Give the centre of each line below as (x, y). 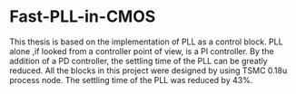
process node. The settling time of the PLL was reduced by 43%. (131, 80)
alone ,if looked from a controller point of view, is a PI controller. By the (142, 51)
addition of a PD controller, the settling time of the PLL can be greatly (138, 61)
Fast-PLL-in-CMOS (83, 17)
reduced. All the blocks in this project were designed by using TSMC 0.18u (148, 70)
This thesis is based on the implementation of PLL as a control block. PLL (146, 42)
